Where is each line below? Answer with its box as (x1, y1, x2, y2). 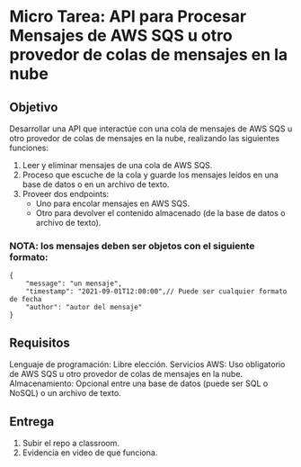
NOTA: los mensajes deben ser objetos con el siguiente (9, 239, 255, 252)
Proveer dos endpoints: (22, 189, 110, 199)
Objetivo (9, 99, 58, 114)
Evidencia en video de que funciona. (22, 447, 158, 458)
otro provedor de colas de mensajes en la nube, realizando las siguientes (9, 133, 280, 143)
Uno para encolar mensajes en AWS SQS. (35, 198, 190, 209)
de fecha (9, 295, 42, 304)
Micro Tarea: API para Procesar (9, 6, 247, 27)
